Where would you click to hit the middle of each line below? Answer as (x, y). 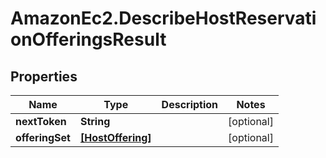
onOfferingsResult (88, 39)
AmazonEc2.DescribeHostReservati (163, 18)
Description (190, 104)
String (95, 121)
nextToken (41, 121)
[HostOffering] (115, 137)
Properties (44, 76)
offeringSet (43, 137)
